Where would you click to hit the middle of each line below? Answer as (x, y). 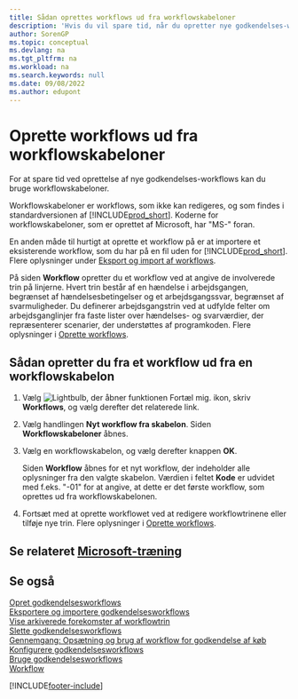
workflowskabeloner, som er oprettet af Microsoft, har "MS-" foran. (132, 225)
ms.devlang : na (37, 51)
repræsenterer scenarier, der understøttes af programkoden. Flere (130, 325)
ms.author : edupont (45, 91)
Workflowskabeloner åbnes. (75, 434)
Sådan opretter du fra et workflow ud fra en (131, 362)
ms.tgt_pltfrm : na (43, 59)
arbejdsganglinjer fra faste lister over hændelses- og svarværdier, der (137, 315)
